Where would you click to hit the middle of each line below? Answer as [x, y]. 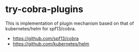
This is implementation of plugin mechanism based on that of [70, 23]
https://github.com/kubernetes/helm [51, 43]
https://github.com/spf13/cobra [46, 38]
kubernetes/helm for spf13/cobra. [41, 28]
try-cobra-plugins [44, 9]
